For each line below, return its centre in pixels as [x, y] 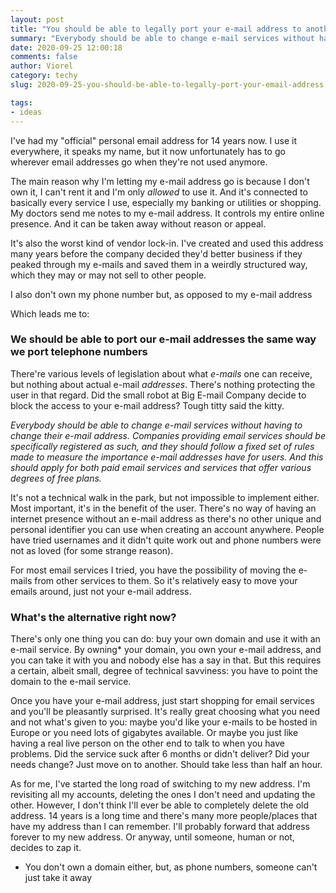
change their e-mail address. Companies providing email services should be [168, 435]
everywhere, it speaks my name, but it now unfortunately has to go [148, 151]
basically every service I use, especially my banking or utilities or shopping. [166, 202]
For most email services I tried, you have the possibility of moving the [153, 570]
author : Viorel [42, 66]
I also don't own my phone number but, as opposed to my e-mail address [161, 294]
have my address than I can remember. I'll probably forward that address [160, 827]
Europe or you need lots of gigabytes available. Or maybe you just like [154, 733]
